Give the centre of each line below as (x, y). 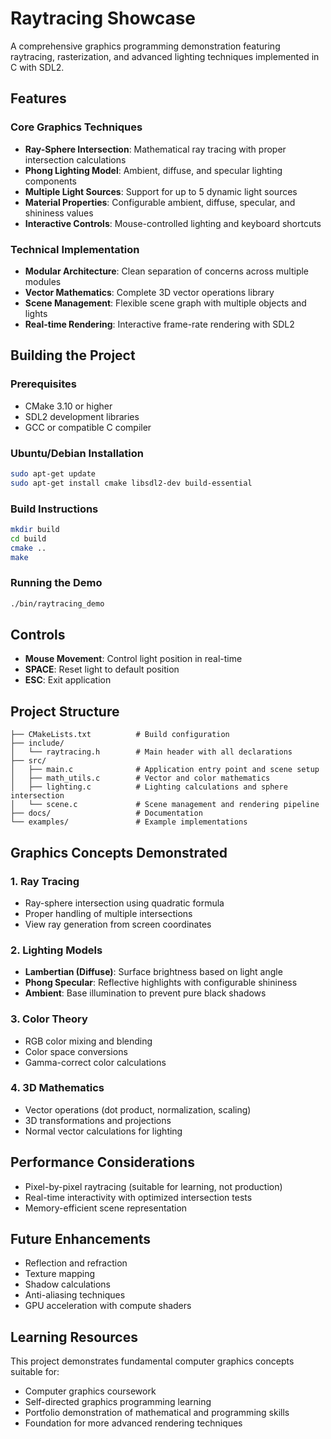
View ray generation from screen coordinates (118, 924)
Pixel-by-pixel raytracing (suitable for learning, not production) (153, 1186)
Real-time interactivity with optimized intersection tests (138, 1197)
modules (43, 281)
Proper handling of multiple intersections (108, 913)
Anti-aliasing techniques (75, 1295)
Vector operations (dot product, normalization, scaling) (138, 1109)
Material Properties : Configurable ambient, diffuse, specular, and (160, 202)
